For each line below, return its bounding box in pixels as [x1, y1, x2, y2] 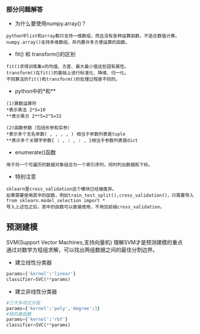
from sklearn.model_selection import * [6, 198, 106, 204]
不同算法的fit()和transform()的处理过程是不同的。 [6, 76, 121, 82]
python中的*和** [14, 88, 56, 95]
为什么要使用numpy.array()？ [14, 20, 87, 27]
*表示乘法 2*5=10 [6, 107, 46, 113]
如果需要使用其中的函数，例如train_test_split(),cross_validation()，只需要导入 [6, 192, 194, 198]
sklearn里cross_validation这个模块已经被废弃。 [6, 186, 117, 192]
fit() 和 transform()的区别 [14, 51, 76, 58]
